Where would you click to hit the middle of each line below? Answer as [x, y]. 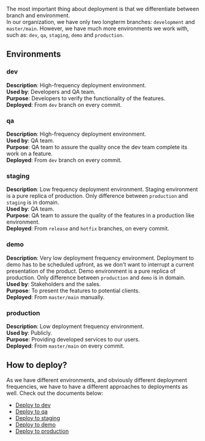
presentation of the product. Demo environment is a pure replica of [91, 271]
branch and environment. [38, 15]
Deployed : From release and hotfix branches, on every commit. [88, 228]
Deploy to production [42, 431]
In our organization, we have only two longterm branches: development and [101, 22]
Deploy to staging [37, 418]
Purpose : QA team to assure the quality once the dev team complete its [97, 147]
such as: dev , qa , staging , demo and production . [65, 35]
